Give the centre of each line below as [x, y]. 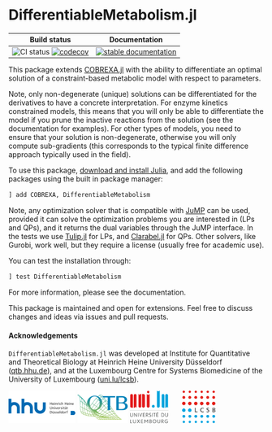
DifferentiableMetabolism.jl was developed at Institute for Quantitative [129, 353]
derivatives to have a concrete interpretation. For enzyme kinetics [119, 103]
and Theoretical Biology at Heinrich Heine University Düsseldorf [115, 362]
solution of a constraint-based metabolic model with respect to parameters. [135, 78]
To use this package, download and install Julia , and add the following [126, 170]
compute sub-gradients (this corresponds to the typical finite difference [129, 146]
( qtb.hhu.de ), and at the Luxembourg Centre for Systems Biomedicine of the [136, 371]
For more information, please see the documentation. [97, 292]
